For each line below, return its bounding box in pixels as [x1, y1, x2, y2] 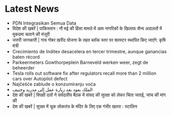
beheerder [12, 64, 35, 71]
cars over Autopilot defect [12, 75, 68, 82]
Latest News [5, 3, 60, 15]
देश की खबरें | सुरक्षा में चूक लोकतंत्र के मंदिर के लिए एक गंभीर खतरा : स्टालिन [12, 103, 138, 109]
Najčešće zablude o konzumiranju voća [12, 81, 96, 87]
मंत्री [12, 42, 19, 49]
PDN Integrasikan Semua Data [12, 20, 77, 26]
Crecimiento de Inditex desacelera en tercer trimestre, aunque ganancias [12, 48, 167, 54]
